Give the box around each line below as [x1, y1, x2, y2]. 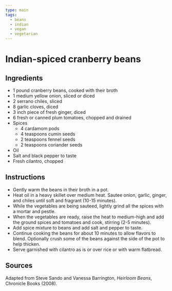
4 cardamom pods [20, 126, 60, 131]
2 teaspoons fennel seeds [20, 136, 75, 142]
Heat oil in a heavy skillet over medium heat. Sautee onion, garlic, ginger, [12, 192, 167, 198]
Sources [5, 261, 33, 270]
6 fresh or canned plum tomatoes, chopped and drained [12, 115, 132, 120]
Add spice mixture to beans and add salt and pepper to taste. [12, 224, 143, 231]
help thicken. [12, 241, 41, 247]
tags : [5, 12, 17, 17]
